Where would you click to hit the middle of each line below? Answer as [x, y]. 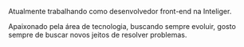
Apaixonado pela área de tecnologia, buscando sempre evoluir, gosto [122, 26]
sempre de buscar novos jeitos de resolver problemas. [98, 35]
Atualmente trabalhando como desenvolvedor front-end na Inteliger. [120, 11]
